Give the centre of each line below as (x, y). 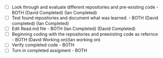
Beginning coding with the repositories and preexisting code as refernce (85, 34)
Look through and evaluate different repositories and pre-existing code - (85, 7)
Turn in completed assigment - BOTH (49, 51)
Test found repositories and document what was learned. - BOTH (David (85, 18)
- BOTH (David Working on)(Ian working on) (56, 40)
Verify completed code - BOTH (43, 45)
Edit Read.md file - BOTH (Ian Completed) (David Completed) (74, 29)
